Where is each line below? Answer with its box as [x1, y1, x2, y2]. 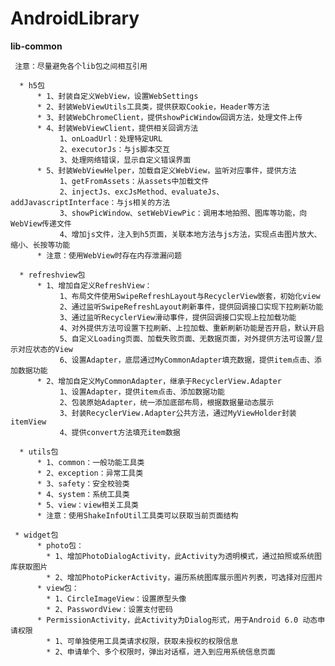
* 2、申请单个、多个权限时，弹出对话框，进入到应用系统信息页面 [46, 647, 276, 657]
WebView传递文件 [10, 218, 72, 229]
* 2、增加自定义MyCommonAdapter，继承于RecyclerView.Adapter [36, 376, 282, 386]
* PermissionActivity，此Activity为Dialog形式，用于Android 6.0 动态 [36, 615, 318, 625]
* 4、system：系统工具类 [36, 489, 130, 499]
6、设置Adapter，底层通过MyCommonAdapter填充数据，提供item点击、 [59, 355, 315, 365]
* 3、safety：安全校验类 [36, 478, 130, 489]
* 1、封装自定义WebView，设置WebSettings [36, 91, 199, 101]
